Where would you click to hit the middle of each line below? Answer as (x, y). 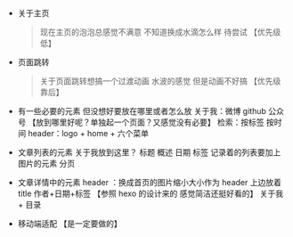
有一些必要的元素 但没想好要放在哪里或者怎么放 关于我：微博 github (142, 111)
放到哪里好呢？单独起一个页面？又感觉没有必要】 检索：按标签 (150, 122)
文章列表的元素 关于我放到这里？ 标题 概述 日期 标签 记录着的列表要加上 (149, 152)
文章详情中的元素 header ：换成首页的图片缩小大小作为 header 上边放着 (150, 182)
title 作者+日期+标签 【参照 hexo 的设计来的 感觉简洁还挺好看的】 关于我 (150, 193)
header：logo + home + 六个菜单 (89, 133)
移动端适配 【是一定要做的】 (69, 224)
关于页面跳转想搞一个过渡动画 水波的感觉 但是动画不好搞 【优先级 (160, 81)
